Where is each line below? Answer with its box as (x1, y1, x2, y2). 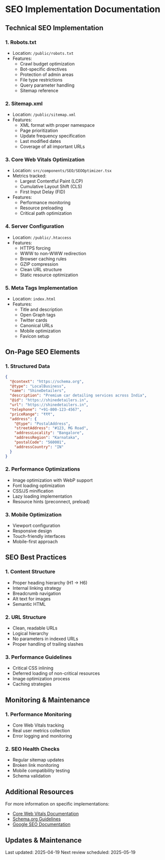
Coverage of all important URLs (20, 143, 85, 149)
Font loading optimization (12, 482, 65, 489)
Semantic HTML (12, 601, 46, 607)
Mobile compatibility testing (12, 767, 70, 773)
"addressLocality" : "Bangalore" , (14, 430, 84, 436)
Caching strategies (12, 681, 52, 687)
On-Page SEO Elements (5, 348, 80, 356)
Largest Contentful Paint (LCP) (20, 178, 83, 184)
